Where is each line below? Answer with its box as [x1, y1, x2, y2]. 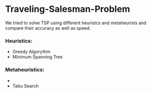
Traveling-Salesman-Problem [5, 3, 131, 15]
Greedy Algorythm [12, 48, 51, 55]
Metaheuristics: [5, 66, 45, 73]
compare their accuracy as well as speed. [5, 25, 91, 31]
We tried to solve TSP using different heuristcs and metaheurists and [5, 20, 147, 26]
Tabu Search [12, 83, 39, 89]
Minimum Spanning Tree [12, 54, 63, 60]
